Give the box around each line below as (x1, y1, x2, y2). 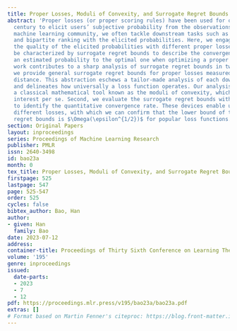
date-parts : (13, 273, 49, 280)
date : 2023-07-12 (7, 234, 59, 241)
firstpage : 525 (7, 175, 52, 182)
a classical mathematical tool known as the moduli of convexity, (13, 89, 213, 96)
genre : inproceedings (7, 260, 71, 267)
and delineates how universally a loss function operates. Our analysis (13, 83, 232, 90)
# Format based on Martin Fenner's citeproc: (7, 313, 143, 320)
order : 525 (7, 194, 39, 202)
